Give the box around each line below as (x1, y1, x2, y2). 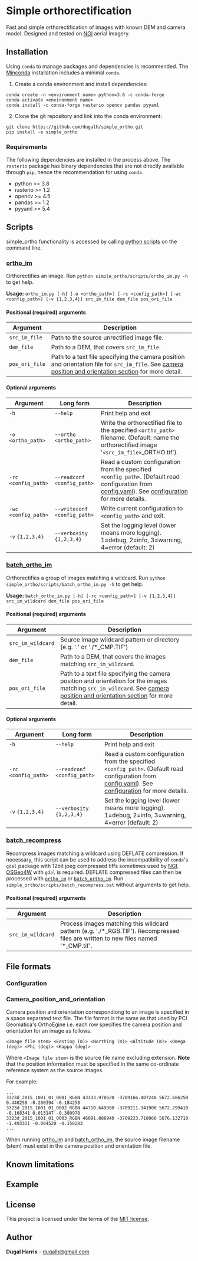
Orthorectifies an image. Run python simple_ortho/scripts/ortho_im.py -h (6, 273, 189, 280)
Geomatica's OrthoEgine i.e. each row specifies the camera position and (6, 1021, 182, 1028)
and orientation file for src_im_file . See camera (51, 360, 184, 368)
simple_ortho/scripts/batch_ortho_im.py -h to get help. (6, 580, 143, 588)
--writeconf (54, 506, 88, 512)
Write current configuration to (100, 504, 183, 512)
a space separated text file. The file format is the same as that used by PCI (6, 1015, 187, 1022)
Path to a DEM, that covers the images (60, 653, 166, 661)
